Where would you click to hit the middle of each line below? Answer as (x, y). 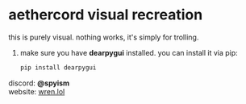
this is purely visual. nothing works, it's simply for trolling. (104, 37)
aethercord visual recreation (106, 15)
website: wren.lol (37, 91)
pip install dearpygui (58, 67)
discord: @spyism (39, 83)
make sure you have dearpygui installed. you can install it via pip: (129, 52)
